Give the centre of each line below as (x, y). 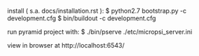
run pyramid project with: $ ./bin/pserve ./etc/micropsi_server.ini (100, 32)
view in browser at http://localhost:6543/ (66, 45)
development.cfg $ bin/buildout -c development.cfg (82, 18)
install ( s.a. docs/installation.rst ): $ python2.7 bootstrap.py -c (97, 11)
